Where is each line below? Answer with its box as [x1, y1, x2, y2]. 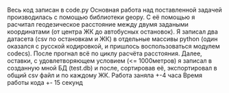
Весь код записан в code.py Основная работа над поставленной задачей [7, 6, 223, 14]
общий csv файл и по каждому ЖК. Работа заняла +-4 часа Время [7, 71, 202, 79]
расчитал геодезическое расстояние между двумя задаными [7, 21, 189, 28]
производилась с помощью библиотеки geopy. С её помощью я [7, 13, 195, 21]
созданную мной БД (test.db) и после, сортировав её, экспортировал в [7, 64, 217, 72]
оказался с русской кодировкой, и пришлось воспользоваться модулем [7, 42, 221, 50]
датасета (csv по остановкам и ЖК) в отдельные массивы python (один [7, 35, 218, 43]
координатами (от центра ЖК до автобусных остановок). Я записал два [7, 27, 218, 36]
